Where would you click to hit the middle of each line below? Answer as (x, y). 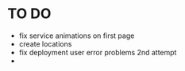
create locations (45, 43)
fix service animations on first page (77, 35)
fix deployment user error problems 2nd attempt (98, 52)
